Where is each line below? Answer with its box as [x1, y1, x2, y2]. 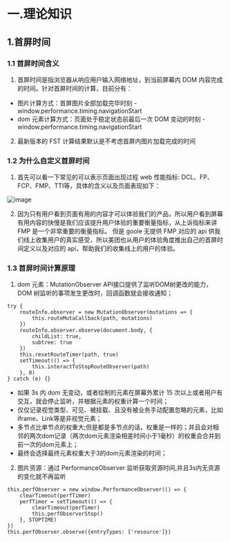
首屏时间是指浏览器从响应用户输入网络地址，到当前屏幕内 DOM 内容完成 [17, 75, 223, 84]
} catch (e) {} [7, 375, 51, 383]
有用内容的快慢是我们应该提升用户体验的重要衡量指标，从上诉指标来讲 [17, 219, 218, 227]
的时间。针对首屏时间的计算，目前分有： [17, 84, 133, 92]
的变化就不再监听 [17, 472, 66, 481]
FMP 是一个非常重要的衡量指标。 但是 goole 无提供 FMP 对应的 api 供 [17, 227, 215, 235]
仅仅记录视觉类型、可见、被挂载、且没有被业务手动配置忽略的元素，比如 [17, 406, 223, 414]
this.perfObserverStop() [32, 510, 104, 518]
